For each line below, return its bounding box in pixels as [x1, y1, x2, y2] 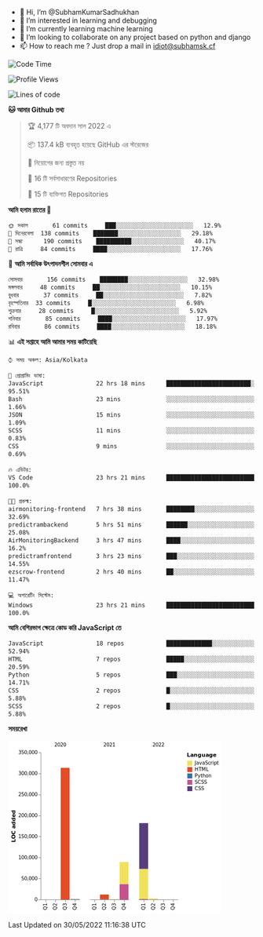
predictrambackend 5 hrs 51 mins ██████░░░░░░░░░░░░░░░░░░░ [8, 521, 255, 529]
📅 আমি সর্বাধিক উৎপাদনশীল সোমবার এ [8, 259, 93, 268]
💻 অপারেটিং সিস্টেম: [8, 592, 55, 600]
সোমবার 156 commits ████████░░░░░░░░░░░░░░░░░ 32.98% [8, 275, 220, 283]
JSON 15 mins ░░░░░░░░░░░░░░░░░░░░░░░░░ [8, 411, 255, 419]
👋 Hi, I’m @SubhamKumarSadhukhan [19, 8, 140, 16]
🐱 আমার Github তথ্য [8, 105, 64, 114]
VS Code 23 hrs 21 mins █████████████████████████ [8, 474, 255, 482]
